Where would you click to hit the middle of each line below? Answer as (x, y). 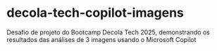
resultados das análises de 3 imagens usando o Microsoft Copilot (101, 39)
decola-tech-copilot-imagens (95, 13)
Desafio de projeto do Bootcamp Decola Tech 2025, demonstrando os (108, 32)
